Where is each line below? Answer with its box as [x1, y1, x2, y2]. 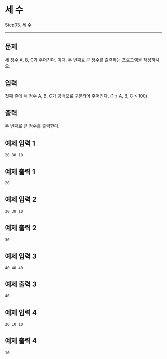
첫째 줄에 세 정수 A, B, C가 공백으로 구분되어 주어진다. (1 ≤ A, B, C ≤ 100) [5, 93, 148, 99]
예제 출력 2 [5, 224, 37, 232]
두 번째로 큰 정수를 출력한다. [5, 123, 60, 129]
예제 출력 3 [5, 280, 37, 288]
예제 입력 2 [5, 195, 37, 204]
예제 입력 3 [5, 252, 37, 261]
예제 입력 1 [5, 139, 36, 147]
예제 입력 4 [5, 308, 37, 317]
